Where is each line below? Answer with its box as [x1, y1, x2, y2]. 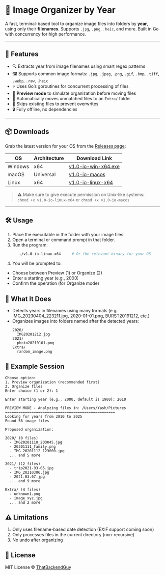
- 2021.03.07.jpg [9, 474, 45, 479]
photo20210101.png [17, 341, 55, 346]
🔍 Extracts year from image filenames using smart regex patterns [12, 63, 146, 69]
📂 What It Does [5, 295, 52, 303]
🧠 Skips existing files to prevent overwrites [12, 101, 99, 107]
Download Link [76, 155, 112, 162]
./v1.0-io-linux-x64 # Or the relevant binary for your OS [19, 251, 151, 257]
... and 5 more [9, 453, 41, 458]
